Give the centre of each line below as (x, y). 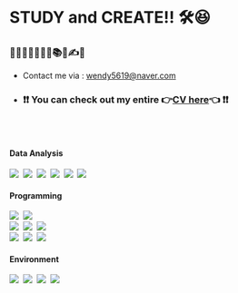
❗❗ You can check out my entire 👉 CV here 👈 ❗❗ (125, 100)
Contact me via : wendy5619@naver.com (99, 76)
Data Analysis (36, 153)
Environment (34, 259)
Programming (36, 195)
